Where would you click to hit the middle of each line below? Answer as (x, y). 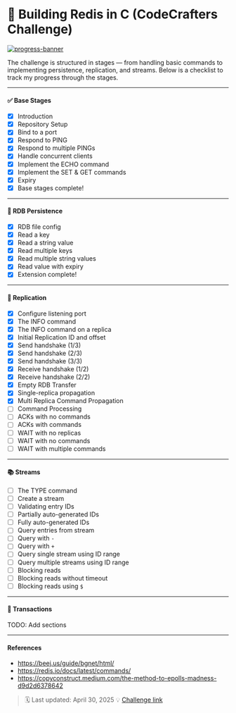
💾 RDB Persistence (35, 211)
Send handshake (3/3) (50, 361)
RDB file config (39, 227)
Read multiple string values (57, 259)
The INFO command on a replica (64, 329)
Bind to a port (37, 132)
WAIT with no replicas (49, 433)
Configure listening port (52, 314)
